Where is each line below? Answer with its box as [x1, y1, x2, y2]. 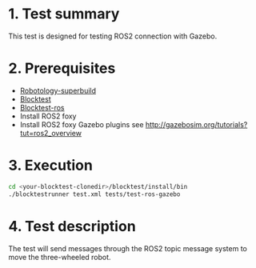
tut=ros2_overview [19, 128, 82, 138]
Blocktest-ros [19, 102, 65, 112]
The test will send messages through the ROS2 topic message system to [8, 243, 248, 253]
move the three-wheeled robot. [8, 252, 111, 262]
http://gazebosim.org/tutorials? [145, 119, 248, 129]
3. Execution [8, 157, 94, 174]
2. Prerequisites [8, 59, 116, 78]
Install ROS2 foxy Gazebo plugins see [19, 119, 144, 129]
